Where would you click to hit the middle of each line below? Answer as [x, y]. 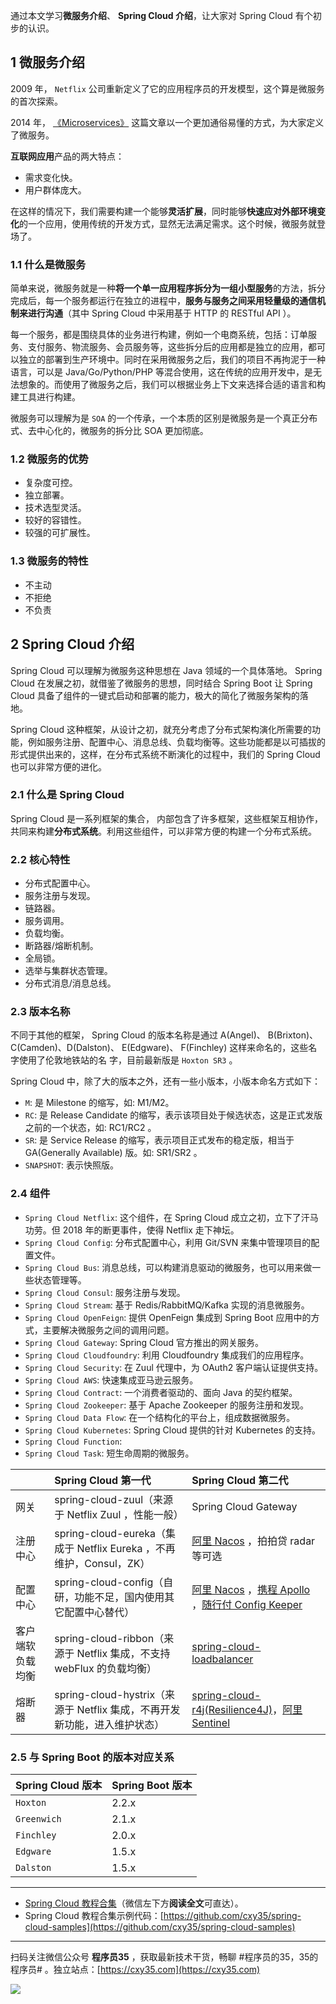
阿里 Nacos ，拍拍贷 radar [253, 1541]
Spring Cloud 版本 [59, 1785]
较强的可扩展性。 [60, 533]
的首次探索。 [36, 101]
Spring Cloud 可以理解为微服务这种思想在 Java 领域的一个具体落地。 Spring [166, 670]
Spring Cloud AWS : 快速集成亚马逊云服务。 [111, 1380]
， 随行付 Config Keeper [247, 1604]
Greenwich [38, 1819]
